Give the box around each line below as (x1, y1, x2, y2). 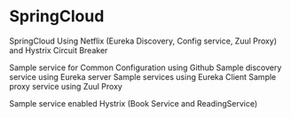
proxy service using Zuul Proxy (9, 81, 122, 91)
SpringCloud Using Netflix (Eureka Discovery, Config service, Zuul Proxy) (9, 35, 278, 46)
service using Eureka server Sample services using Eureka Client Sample (9, 71, 277, 82)
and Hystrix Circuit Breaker (9, 44, 108, 55)
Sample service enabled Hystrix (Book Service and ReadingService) (9, 98, 258, 108)
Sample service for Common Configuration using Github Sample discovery (9, 62, 282, 73)
